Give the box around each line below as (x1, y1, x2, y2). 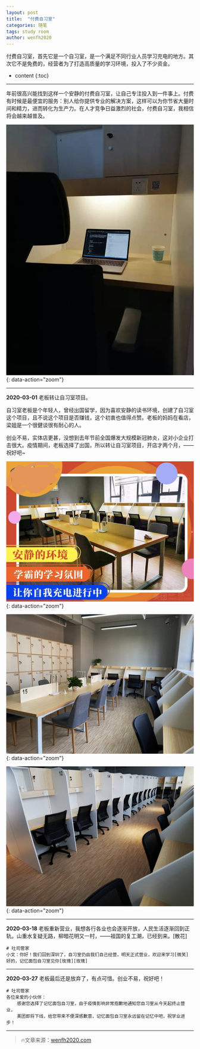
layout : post (6, 10, 39, 16)
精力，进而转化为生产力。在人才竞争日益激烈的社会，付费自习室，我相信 (16, 105, 194, 112)
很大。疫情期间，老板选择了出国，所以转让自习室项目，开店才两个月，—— (11, 442, 194, 449)
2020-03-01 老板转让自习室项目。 (6, 394, 91, 401)
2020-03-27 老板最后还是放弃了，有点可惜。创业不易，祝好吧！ (6, 975, 165, 982)
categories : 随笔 (6, 22, 48, 28)
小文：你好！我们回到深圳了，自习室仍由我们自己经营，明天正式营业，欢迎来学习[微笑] (6, 952, 189, 958)
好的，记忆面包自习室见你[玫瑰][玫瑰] (6, 958, 88, 964)
